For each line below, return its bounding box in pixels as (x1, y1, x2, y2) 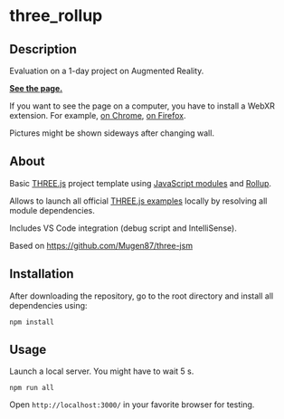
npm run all (9, 384, 54, 393)
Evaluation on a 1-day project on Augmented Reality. (9, 65, 204, 76)
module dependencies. (9, 205, 95, 215)
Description (9, 42, 77, 57)
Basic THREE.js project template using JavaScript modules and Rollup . (9, 177, 272, 188)
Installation (9, 266, 74, 281)
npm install (9, 318, 54, 327)
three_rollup (9, 5, 103, 26)
